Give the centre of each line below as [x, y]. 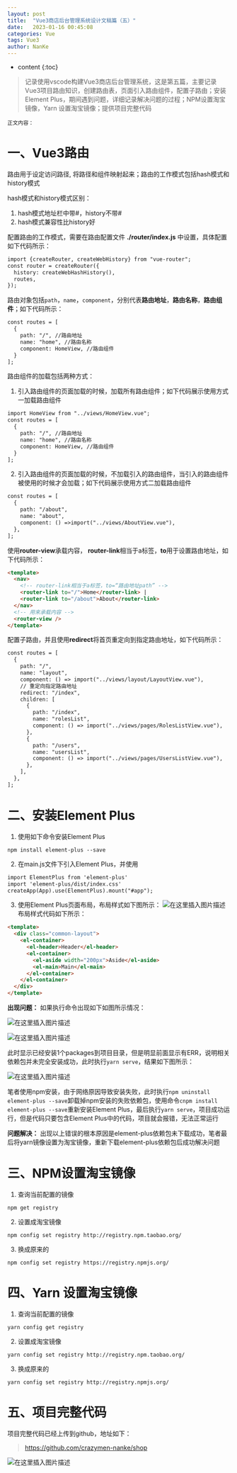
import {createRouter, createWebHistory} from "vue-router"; [99, 259]
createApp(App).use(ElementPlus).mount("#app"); [80, 891]
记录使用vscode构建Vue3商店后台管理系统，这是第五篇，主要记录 [121, 81]
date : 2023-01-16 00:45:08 [50, 27]
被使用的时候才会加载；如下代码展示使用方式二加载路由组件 [104, 483]
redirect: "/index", [50, 693]
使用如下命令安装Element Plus [61, 836]
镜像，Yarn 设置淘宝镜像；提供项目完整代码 [88, 108]
